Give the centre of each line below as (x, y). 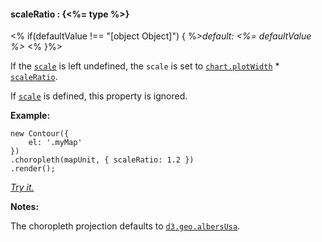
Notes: (25, 207)
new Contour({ (40, 134)
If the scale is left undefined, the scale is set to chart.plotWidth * (145, 66)
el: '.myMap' (55, 143)
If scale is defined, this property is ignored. (99, 96)
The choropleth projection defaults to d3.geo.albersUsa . (125, 226)
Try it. (22, 187)
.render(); (33, 169)
